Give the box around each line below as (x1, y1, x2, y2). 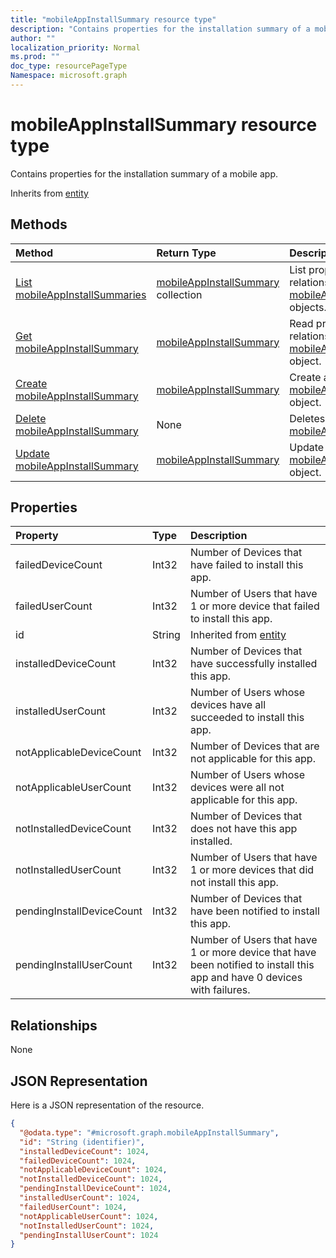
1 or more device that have (189, 946, 317, 960)
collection (156, 287, 203, 301)
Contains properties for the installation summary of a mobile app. (10, 167, 279, 180)
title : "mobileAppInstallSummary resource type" (10, 14, 217, 25)
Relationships (10, 1017, 98, 1034)
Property (15, 529, 59, 543)
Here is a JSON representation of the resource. (10, 1099, 205, 1111)
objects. (289, 300, 327, 314)
